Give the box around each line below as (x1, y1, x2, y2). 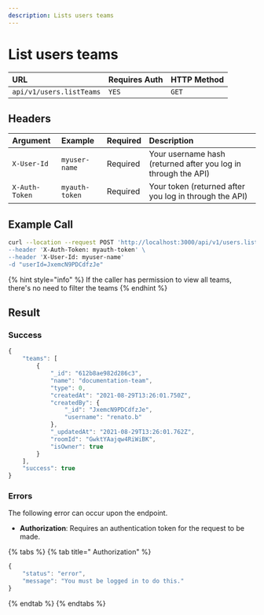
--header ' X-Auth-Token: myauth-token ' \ (8, 246, 146, 254)
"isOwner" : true (49, 443, 104, 450)
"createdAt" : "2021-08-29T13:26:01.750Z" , (49, 391, 192, 399)
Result (8, 306, 41, 320)
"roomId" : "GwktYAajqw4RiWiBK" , (49, 435, 156, 443)
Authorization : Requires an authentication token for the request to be (19, 524, 245, 533)
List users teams (8, 45, 119, 63)
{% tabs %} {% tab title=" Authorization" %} (8, 547, 152, 557)
